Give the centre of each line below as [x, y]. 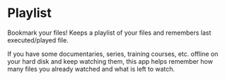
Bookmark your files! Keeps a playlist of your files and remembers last [109, 33]
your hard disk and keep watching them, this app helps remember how [110, 61]
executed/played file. [38, 40]
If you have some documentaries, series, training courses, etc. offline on [113, 54]
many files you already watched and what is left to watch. [91, 69]
